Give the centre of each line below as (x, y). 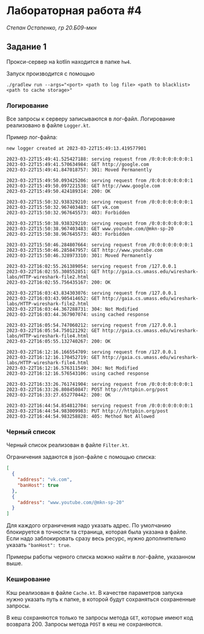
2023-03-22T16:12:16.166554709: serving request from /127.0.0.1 (91, 352)
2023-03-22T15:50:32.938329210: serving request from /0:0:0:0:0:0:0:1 (100, 202)
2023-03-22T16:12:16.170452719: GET (53, 358)
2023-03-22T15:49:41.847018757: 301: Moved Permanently (79, 170)
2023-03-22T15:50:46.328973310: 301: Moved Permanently (79, 256)
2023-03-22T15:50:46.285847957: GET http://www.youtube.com (85, 251)
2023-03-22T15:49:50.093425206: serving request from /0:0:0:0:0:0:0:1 (100, 181)
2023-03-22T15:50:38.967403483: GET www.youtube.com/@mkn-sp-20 (90, 229)
